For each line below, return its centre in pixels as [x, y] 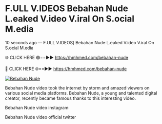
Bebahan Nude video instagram [37, 107]
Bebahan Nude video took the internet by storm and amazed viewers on [77, 88]
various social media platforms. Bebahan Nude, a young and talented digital [81, 93]
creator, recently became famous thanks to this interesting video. [71, 98]
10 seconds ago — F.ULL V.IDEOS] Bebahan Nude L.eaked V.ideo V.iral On [80, 42]
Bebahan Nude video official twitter [41, 117]
